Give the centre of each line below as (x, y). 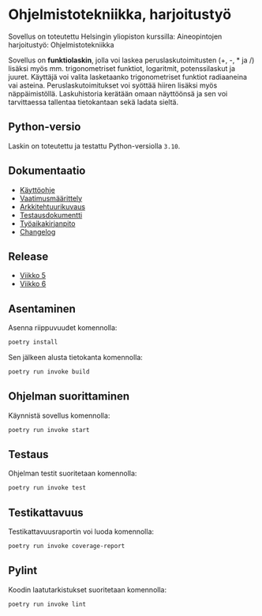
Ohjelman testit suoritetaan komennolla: (73, 473)
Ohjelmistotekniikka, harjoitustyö (120, 15)
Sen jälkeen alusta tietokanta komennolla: (76, 358)
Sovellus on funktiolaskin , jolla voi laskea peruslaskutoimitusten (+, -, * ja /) (131, 60)
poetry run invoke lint (47, 604)
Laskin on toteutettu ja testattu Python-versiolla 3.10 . (94, 146)
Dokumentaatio (47, 171)
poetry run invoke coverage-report (67, 547)
